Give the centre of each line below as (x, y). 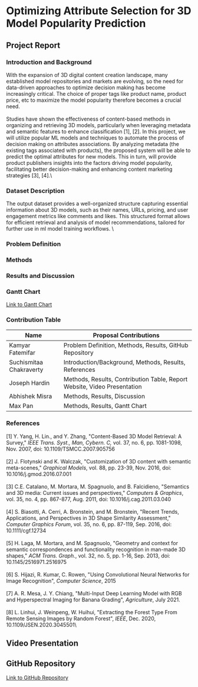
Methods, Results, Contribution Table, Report (126, 379)
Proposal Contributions (126, 335)
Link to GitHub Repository (37, 678)
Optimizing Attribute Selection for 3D (99, 11)
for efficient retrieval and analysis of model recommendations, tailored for (95, 222)
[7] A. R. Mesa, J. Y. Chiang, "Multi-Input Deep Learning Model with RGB (94, 593)
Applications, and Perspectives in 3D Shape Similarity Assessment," (88, 518)
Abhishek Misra (31, 396)
